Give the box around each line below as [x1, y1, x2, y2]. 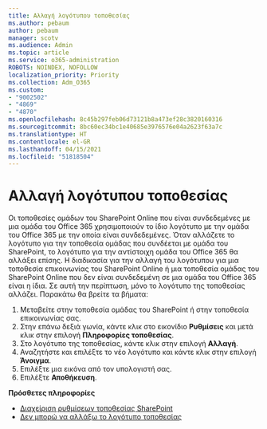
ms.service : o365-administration [8, 57, 120, 65]
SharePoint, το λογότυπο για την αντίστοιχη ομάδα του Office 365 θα [8, 247, 239, 257]
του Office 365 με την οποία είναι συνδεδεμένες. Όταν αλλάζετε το [8, 230, 235, 240]
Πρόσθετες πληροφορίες [8, 388, 96, 398]
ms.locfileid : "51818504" [8, 152, 94, 160]
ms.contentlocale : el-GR [8, 137, 91, 146]
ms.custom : [8, 85, 45, 94]
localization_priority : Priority [8, 71, 120, 79]
